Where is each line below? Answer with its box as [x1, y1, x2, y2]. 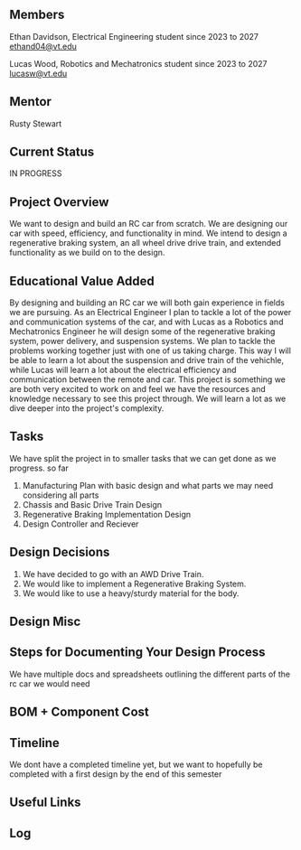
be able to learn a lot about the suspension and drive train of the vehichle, [9, 355, 285, 366]
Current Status [9, 145, 95, 160]
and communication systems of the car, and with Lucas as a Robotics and [9, 316, 284, 328]
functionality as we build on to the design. [9, 248, 165, 258]
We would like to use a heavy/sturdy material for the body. [22, 587, 240, 599]
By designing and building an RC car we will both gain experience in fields [9, 297, 285, 308]
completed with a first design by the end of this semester [9, 769, 222, 780]
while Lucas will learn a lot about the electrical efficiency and [9, 365, 237, 376]
